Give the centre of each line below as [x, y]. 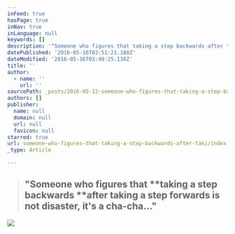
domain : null [33, 117]
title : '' [22, 66]
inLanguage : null [33, 33]
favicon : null [34, 131]
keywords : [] [26, 40]
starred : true [28, 137]
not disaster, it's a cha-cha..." [91, 206]
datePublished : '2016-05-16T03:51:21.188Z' [72, 53]
